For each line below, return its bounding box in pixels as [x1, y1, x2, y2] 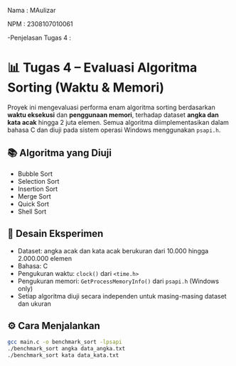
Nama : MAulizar [7, 6, 56, 14]
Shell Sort [17, 207, 47, 216]
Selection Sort [17, 177, 60, 185]
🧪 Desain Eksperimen [7, 228, 104, 240]
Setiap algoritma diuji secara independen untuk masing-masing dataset [17, 292, 227, 300]
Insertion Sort [17, 184, 58, 193]
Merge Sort [17, 192, 51, 201]
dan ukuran [17, 299, 52, 308]
